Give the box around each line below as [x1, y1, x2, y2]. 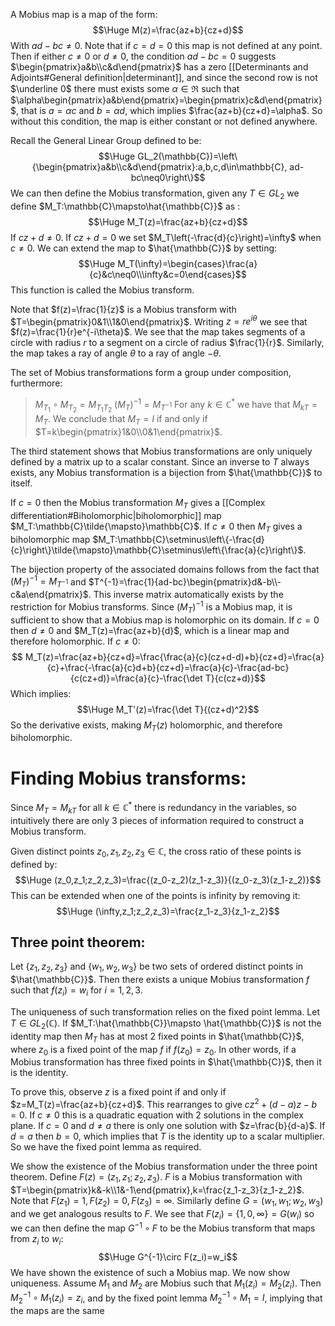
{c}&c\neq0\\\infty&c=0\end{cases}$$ [89, 268, 247, 280]
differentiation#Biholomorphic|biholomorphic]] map [10, 509, 222, 521]
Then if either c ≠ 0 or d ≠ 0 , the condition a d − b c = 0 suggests [10, 50, 277, 62]
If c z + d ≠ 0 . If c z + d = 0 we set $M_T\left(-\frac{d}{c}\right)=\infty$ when [10, 231, 322, 243]
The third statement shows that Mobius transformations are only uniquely [10, 445, 313, 458]
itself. [10, 477, 33, 489]
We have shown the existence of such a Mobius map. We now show [10, 1266, 291, 1278]
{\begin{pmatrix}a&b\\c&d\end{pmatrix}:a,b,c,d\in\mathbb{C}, [31, 161, 288, 173]
